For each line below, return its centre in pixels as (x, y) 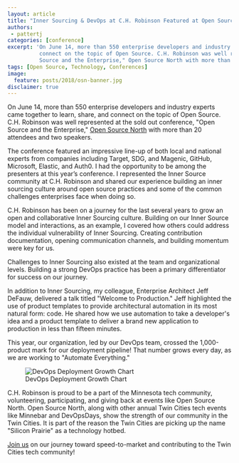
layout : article (31, 14)
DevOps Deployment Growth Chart (76, 379)
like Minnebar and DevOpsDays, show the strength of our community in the (118, 416)
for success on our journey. (48, 277)
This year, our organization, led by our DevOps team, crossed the (103, 343)
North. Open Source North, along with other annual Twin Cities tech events (117, 408)
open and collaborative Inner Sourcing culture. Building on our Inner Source (118, 218)
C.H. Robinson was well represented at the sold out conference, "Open (111, 123)
